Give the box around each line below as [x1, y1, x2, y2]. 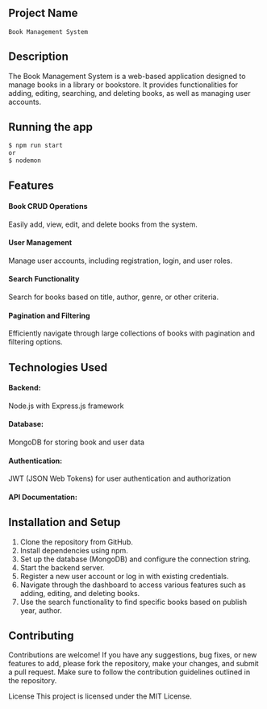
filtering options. [8, 337, 63, 347]
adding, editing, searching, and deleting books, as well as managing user [8, 88, 251, 98]
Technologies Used [8, 361, 107, 374]
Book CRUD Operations [8, 202, 88, 211]
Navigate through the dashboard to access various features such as [19, 580, 246, 590]
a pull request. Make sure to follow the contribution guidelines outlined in [8, 667, 251, 677]
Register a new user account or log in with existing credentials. [19, 571, 229, 581]
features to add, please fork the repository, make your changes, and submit [8, 659, 260, 669]
